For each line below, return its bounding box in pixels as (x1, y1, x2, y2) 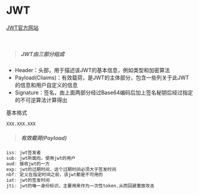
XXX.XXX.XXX (6, 120, 36, 127)
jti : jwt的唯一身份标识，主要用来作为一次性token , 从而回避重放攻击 (6, 183, 155, 189)
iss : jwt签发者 (6, 150, 41, 156)
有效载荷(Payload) (20, 134, 67, 141)
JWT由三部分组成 (20, 50, 64, 57)
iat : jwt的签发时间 (6, 177, 50, 184)
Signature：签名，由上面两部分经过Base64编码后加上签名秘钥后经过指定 (14, 89, 194, 96)
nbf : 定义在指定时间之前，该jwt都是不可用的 (6, 172, 103, 178)
